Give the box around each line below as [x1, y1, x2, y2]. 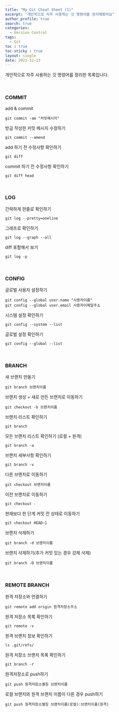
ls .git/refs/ [5, 642, 34, 647]
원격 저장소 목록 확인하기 [5, 613, 53, 620]
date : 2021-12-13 [5, 58, 41, 63]
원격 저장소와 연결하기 [5, 593, 48, 599]
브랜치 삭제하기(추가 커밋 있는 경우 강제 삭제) [5, 550, 91, 556]
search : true [5, 21, 32, 26]
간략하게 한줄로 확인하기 [5, 206, 52, 212]
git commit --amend [5, 135, 45, 140]
